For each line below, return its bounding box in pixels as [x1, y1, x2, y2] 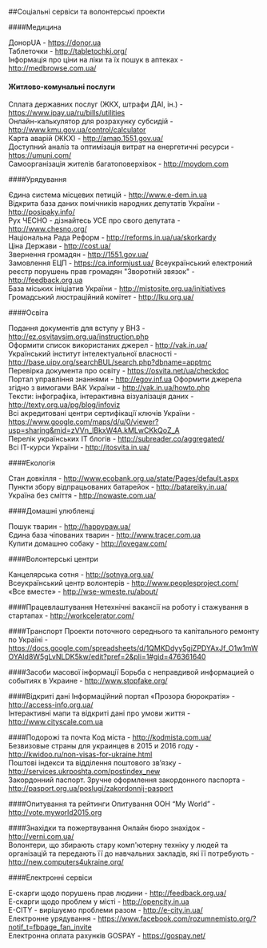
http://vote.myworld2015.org [8, 808, 102, 817]
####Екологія [8, 458, 56, 468]
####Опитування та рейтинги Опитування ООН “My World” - [8, 799, 216, 809]
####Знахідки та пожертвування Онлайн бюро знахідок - [8, 823, 205, 833]
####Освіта [8, 308, 49, 317]
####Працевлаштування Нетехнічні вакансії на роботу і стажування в [8, 603, 249, 612]
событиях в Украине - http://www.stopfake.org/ [8, 676, 168, 686]
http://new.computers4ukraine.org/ [8, 857, 124, 867]
